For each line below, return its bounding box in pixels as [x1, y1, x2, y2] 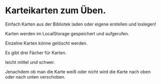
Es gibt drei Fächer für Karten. [5, 50, 67, 56]
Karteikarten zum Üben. [5, 5, 107, 16]
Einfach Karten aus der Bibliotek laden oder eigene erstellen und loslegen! [5, 21, 157, 27]
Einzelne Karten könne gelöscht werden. [5, 40, 88, 46]
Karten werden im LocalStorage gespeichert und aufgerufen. [5, 30, 130, 36]
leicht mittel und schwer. [5, 59, 55, 65]
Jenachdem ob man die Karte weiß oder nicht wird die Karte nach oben [5, 69, 151, 75]
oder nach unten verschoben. [5, 74, 66, 80]
